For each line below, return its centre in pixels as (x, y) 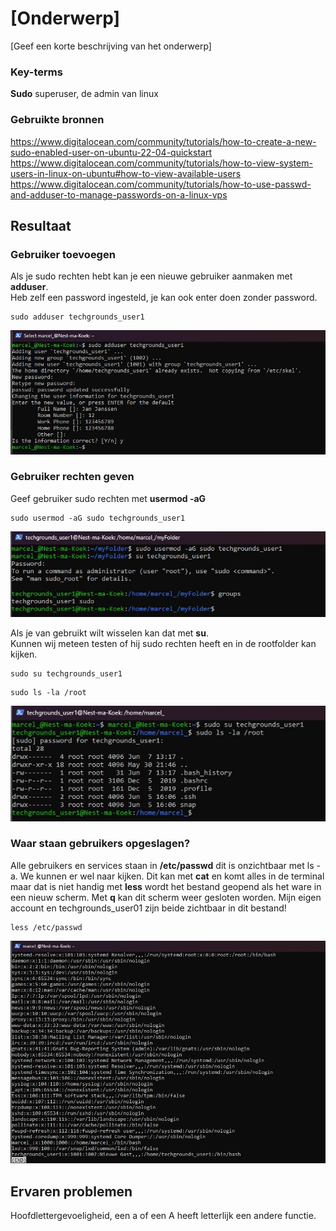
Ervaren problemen (71, 1191)
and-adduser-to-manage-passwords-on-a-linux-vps (119, 194)
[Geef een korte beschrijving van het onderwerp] (111, 46)
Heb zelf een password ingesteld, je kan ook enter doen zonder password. (164, 298)
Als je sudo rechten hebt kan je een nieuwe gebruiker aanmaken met (151, 276)
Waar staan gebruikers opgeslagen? (100, 844)
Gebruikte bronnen (57, 120)
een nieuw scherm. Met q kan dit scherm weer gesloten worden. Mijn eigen (166, 897)
